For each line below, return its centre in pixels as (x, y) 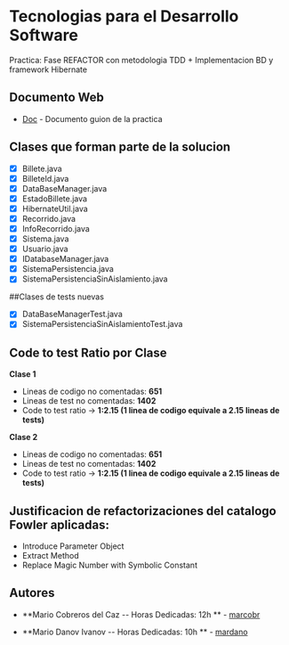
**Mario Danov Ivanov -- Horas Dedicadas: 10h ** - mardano (135, 632)
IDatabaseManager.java (65, 259)
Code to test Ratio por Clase (88, 352)
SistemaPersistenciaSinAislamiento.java (95, 279)
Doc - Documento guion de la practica (92, 118)
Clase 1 (23, 374)
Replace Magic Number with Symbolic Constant (110, 565)
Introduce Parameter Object (73, 546)
